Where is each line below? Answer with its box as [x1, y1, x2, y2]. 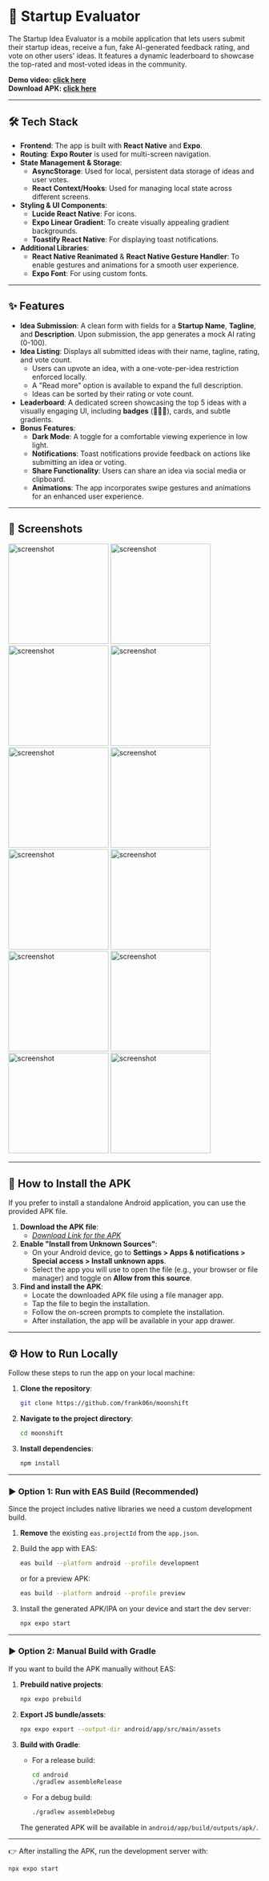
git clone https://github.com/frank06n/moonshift [19, 1399, 190, 1407]
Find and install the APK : [19, 1282, 104, 1292]
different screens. [31, 192, 90, 202]
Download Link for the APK [31, 1231, 122, 1240]
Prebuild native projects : [19, 1679, 104, 1689]
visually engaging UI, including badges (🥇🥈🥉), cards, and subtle [19, 405, 231, 416]
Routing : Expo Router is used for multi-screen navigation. [19, 149, 211, 159]
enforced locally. [31, 372, 87, 381]
